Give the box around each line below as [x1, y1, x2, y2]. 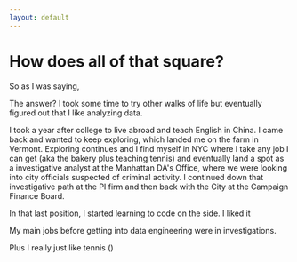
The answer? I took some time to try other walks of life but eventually [9, 98, 262, 108]
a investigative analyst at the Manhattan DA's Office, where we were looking [9, 162, 287, 173]
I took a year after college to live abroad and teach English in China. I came [9, 124, 284, 135]
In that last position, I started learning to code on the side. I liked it [9, 208, 251, 218]
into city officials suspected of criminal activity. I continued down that [9, 171, 264, 182]
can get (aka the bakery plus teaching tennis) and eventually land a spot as [9, 153, 285, 163]
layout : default [9, 12, 69, 22]
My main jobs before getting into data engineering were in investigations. [9, 225, 277, 235]
